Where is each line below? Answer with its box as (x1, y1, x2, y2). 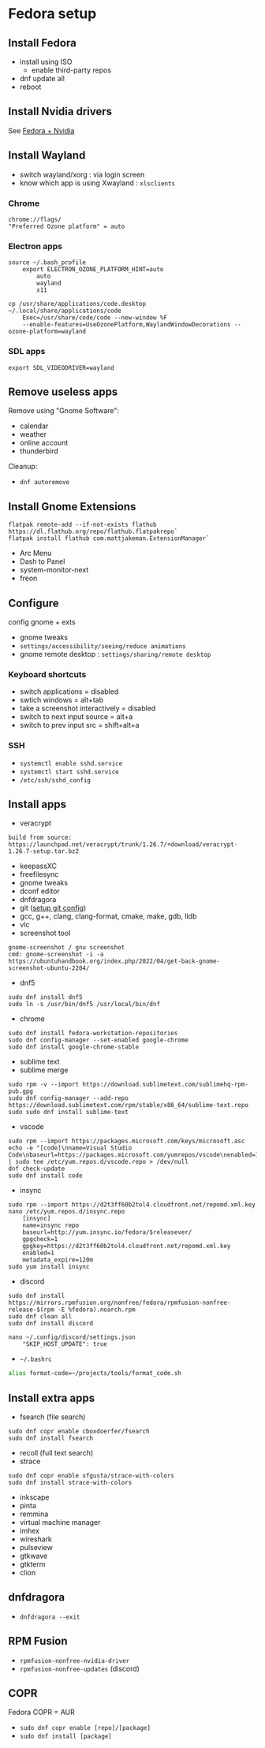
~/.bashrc (19, 1355, 53, 1364)
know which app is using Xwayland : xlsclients (19, 178, 176, 188)
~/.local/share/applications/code (8, 307, 122, 315)
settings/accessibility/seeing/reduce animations (19, 642, 187, 650)
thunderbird (19, 446, 59, 456)
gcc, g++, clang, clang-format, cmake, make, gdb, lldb (19, 911, 197, 921)
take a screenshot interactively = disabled (19, 703, 156, 714)
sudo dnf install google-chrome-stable (8, 1043, 140, 1051)
